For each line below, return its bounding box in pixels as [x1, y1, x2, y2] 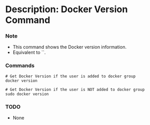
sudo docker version [5, 91, 49, 97]
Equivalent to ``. [12, 49, 46, 55]
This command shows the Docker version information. [12, 44, 127, 50]
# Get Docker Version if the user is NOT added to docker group [5, 87, 145, 92]
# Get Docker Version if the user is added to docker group [5, 74, 136, 79]
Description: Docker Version [5, 4, 128, 15]
